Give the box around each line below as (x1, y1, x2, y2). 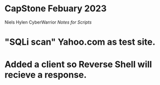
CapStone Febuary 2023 (4, 3, 107, 14)
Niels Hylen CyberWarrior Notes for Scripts (4, 19, 92, 25)
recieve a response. (4, 69, 87, 81)
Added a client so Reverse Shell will (4, 59, 152, 70)
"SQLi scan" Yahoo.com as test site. (4, 36, 156, 48)
